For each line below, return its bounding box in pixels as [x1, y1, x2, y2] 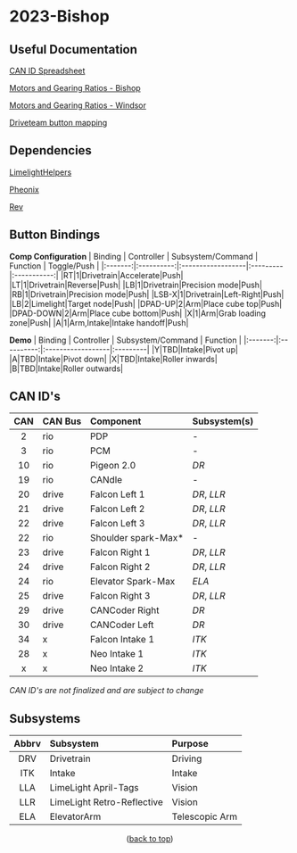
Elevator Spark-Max [89, 576, 176, 588]
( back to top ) [126, 833, 174, 844]
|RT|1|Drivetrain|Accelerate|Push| [61, 269, 184, 280]
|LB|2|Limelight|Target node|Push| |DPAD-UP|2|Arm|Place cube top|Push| [9, 298, 283, 309]
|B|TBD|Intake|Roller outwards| [9, 363, 123, 374]
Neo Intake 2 [89, 662, 144, 675]
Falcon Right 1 [89, 546, 151, 559]
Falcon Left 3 [89, 518, 145, 530]
